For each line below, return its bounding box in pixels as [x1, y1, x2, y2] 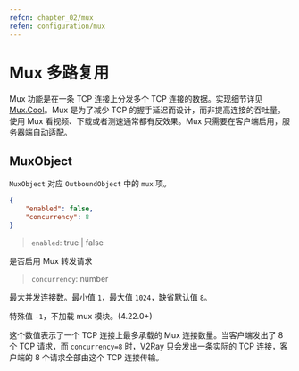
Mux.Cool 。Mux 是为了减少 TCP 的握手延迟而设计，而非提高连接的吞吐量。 [9, 104, 286, 116]
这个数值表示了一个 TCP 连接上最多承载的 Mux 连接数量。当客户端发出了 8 [9, 329, 284, 340]
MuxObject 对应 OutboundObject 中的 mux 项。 [9, 178, 171, 189]
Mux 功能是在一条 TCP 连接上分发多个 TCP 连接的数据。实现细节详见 [9, 94, 263, 104]
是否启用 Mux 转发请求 [9, 255, 93, 266]
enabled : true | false [30, 237, 104, 248]
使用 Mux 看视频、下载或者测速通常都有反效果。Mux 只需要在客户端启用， [9, 116, 283, 127]
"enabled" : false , [25, 204, 94, 214]
